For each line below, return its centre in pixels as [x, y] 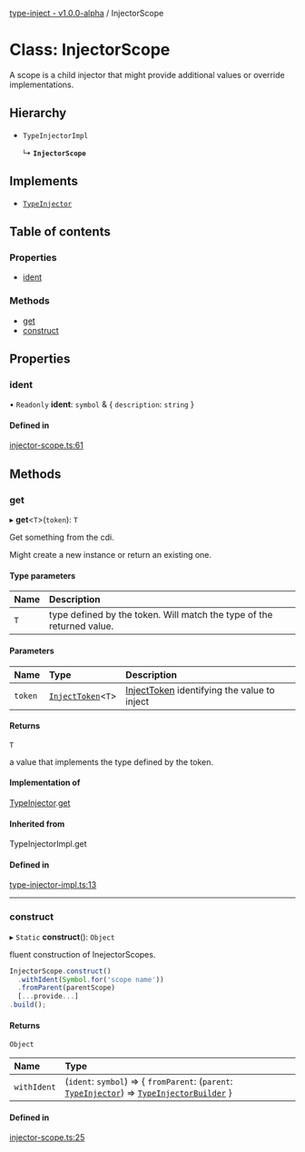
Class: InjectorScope [90, 50]
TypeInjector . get [40, 802]
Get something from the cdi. [62, 537]
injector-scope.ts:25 [47, 1137]
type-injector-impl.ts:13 [53, 885]
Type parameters [43, 575]
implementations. [42, 84]
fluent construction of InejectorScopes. [83, 954]
